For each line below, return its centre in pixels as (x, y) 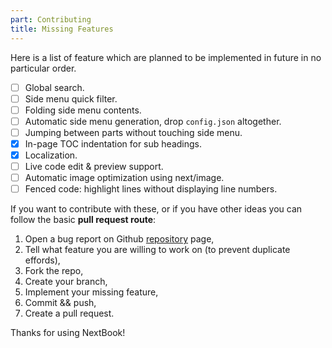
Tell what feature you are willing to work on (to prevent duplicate (157, 250)
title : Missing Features (62, 29)
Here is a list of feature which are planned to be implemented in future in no (166, 57)
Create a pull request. (69, 313)
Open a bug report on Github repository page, (119, 239)
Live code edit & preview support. (94, 166)
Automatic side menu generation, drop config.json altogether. (153, 121)
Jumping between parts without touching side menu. (133, 132)
